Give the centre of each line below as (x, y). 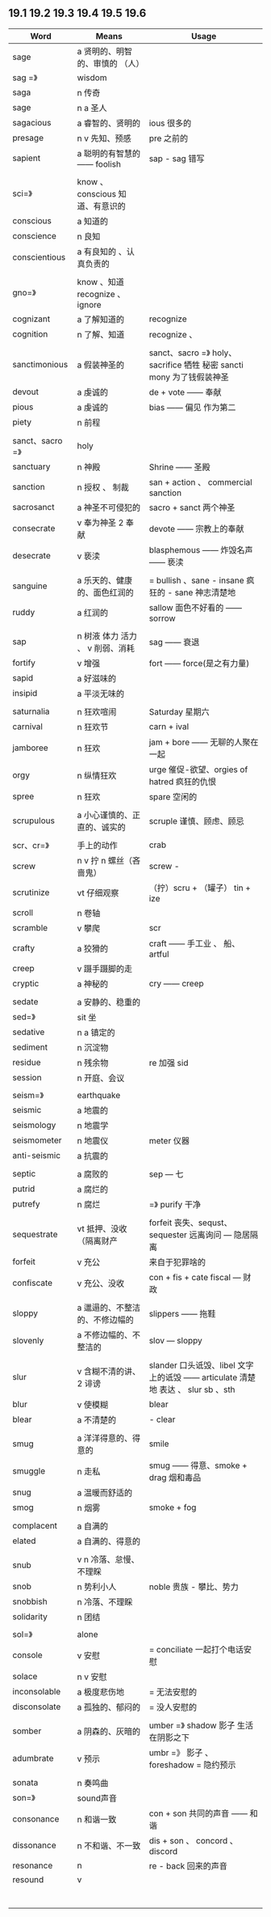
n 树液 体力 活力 (107, 636)
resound (28, 1879)
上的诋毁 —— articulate (193, 1377)
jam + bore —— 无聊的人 (196, 742)
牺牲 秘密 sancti (214, 365)
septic (24, 1173)
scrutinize (31, 892)
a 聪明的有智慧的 (109, 153)
